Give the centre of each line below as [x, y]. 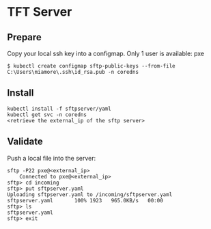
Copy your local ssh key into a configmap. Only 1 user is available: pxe [106, 53]
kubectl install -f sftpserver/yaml [59, 109]
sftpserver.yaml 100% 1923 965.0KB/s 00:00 [85, 200]
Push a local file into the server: [52, 158]
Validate [25, 142]
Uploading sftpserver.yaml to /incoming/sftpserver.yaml [90, 194]
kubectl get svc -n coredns [47, 114]
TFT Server [40, 12]
